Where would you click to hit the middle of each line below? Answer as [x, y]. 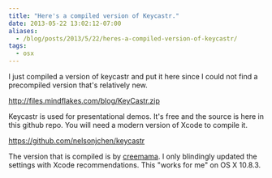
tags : [17, 46]
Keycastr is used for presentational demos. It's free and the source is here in [136, 117]
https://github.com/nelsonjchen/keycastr [77, 141]
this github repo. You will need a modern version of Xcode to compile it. [128, 125]
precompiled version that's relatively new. [78, 85]
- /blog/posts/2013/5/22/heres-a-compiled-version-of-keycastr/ [127, 38]
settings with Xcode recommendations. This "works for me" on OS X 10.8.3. [135, 165]
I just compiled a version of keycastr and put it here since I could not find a [133, 76]
